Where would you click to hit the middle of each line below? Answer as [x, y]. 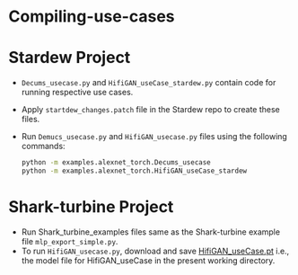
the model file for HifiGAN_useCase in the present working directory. [148, 260]
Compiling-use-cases [92, 17]
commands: [43, 146]
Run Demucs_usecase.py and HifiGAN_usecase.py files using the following [154, 137]
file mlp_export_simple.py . [70, 241]
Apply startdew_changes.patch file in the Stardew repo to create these [150, 110]
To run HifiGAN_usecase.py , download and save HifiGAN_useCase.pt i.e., [155, 251]
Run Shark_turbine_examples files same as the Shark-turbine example [150, 232]
